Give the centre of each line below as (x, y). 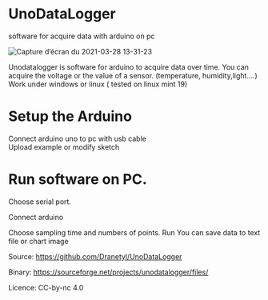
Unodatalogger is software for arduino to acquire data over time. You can (129, 67)
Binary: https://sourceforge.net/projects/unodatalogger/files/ (108, 272)
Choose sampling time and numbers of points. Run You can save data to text (134, 232)
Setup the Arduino (70, 116)
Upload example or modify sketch (64, 147)
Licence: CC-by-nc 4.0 (46, 287)
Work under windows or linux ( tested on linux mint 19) (98, 84)
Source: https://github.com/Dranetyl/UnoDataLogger (95, 256)
